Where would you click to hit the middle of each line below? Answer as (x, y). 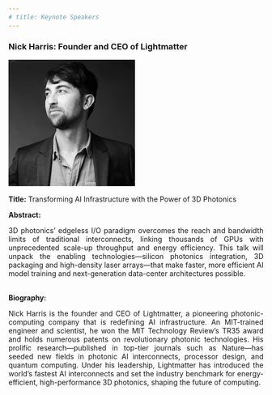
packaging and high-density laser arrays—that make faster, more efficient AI (136, 265)
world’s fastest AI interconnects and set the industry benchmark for (122, 373)
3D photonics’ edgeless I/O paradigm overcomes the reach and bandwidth (136, 230)
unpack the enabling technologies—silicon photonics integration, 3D (136, 256)
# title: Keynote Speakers (54, 17)
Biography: (28, 297)
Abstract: (25, 214)
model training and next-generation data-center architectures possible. (127, 273)
